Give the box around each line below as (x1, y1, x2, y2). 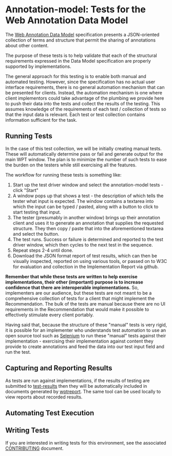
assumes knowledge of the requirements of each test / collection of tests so (5, 106, 166, 112)
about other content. (5, 42, 49, 48)
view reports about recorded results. (5, 394, 83, 400)
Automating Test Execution (5, 408, 94, 417)
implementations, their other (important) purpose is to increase (5, 279, 144, 285)
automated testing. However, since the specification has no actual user (5, 79, 156, 85)
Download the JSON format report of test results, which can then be (12, 253, 158, 259)
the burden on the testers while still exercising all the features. (5, 162, 137, 168)
